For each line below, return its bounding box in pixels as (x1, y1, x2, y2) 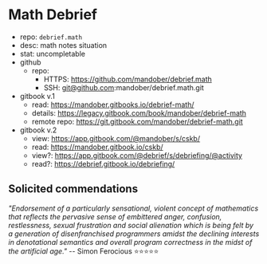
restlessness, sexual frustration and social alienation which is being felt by (8, 220, 253, 230)
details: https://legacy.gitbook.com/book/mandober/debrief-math (31, 108, 247, 117)
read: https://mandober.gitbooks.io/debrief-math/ (31, 100, 194, 109)
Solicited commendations (8, 182, 138, 196)
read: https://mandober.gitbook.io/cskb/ (31, 142, 163, 152)
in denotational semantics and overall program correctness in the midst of (8, 237, 253, 246)
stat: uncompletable (19, 49, 86, 58)
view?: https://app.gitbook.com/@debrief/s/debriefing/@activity (31, 150, 243, 160)
